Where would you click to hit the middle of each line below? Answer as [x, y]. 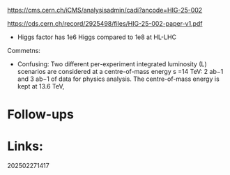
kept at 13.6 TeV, [41, 86]
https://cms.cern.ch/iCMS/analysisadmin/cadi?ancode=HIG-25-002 [105, 10]
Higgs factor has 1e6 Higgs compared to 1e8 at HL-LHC [97, 37]
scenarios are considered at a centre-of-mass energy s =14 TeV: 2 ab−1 [120, 71]
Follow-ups [41, 115]
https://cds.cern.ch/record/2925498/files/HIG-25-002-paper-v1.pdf [105, 23]
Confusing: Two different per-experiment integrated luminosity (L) [112, 64]
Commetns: [24, 51]
